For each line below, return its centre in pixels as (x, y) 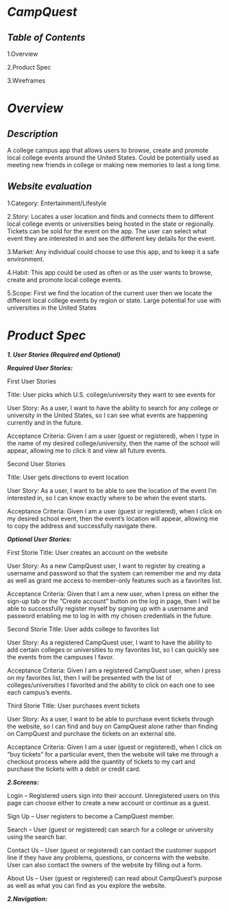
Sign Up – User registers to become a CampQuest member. (91, 816)
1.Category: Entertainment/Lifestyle (57, 203)
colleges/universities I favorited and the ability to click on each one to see (111, 685)
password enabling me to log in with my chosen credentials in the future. (110, 615)
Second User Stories (36, 464)
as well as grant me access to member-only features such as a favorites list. (114, 580)
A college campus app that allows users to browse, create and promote (108, 150)
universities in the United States (52, 308)
